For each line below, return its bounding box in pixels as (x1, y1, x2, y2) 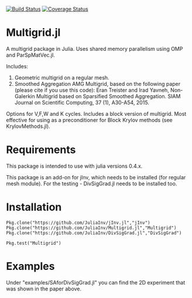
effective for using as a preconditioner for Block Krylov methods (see (6, 116, 173, 123)
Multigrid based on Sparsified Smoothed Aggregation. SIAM (36, 92, 181, 99)
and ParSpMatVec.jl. (6, 51, 56, 58)
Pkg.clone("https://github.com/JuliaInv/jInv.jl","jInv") (6, 220, 150, 226)
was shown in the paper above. (6, 285, 82, 292)
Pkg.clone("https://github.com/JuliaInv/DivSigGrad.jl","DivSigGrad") (6, 230, 182, 236)
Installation (6, 200, 62, 214)
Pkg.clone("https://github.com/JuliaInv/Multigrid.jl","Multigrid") (6, 225, 177, 231)
